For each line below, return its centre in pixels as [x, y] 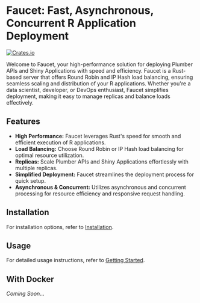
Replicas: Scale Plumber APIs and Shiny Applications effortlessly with [102, 161]
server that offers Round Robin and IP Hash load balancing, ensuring [108, 77]
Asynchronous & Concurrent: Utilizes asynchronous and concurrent [101, 187]
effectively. [20, 102]
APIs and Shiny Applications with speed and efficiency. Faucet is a [89, 70]
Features [23, 122]
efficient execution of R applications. [60, 142]
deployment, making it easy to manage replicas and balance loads [88, 96]
